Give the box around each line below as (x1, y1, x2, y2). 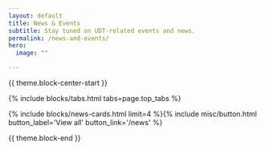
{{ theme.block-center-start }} (8, 78, 108, 87)
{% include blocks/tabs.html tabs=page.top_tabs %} (8, 94, 182, 103)
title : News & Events (8, 19, 81, 27)
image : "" (15, 49, 48, 57)
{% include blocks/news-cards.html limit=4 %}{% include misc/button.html (8, 109, 257, 119)
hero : (8, 42, 26, 50)
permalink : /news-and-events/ (8, 34, 110, 43)
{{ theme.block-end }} (8, 133, 82, 143)
